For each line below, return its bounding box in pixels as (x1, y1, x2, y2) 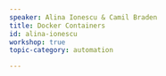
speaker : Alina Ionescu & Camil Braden (9, 12, 158, 22)
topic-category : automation (9, 46, 114, 55)
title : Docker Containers (9, 21, 105, 30)
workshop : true (9, 37, 66, 47)
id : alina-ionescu (9, 29, 78, 38)
